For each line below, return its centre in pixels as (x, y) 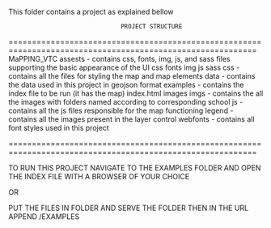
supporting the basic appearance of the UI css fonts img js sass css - (124, 67)
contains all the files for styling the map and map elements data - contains (132, 76)
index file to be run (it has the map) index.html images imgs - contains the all (136, 93)
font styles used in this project (59, 128)
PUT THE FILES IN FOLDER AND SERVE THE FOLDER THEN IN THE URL (129, 208)
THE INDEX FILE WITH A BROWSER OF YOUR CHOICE (99, 176)
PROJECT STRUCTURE (151, 27)
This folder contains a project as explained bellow (91, 12)
